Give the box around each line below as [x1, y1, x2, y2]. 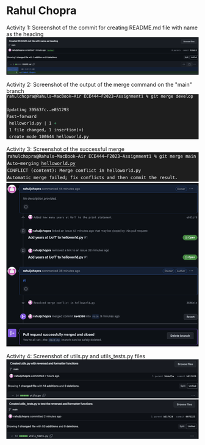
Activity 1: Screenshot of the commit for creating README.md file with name [6, 24, 198, 31]
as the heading [6, 30, 44, 37]
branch [6, 87, 24, 95]
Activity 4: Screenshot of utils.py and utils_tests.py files [6, 353, 145, 360]
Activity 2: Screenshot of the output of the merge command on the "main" [6, 81, 192, 89]
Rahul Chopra [6, 4, 77, 18]
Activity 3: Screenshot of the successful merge [6, 145, 125, 153]
